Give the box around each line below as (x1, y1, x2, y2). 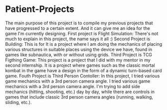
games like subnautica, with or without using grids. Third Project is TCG (5, 51, 153, 58)
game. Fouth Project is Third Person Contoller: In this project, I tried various (5, 73, 160, 79)
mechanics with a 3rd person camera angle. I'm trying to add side (5, 83, 141, 89)
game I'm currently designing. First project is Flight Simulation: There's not (5, 30, 159, 36)
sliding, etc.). (5, 99, 32, 105)
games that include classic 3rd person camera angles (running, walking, (5, 94, 154, 100)
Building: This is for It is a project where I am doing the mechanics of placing (5, 41, 163, 47)
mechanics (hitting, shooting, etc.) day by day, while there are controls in (5, 89, 155, 95)
